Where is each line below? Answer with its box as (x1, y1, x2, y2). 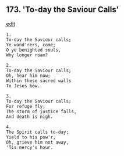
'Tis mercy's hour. (6, 144, 54, 150)
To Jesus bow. (6, 83, 41, 89)
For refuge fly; (6, 103, 45, 109)
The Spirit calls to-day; (6, 129, 69, 135)
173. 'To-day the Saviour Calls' (6, 5, 119, 15)
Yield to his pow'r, (6, 134, 56, 140)
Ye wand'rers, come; (6, 42, 56, 48)
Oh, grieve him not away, (6, 139, 69, 145)
